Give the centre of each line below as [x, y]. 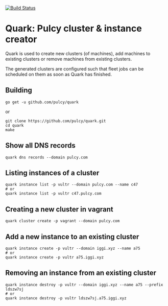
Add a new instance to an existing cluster [72, 237]
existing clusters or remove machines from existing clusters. [68, 59]
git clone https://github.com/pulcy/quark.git [56, 121]
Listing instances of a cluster [52, 173]
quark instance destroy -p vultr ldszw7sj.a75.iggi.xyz [66, 298]
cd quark [15, 125]
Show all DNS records [40, 146]
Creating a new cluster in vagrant [59, 209]
